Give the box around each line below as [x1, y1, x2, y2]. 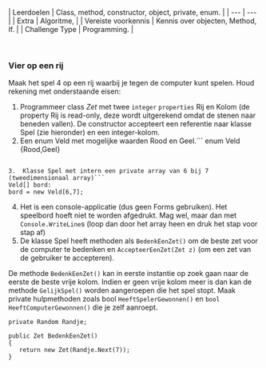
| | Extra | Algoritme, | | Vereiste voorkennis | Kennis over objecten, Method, [8, 16, 257, 26]
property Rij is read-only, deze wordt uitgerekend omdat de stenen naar [19, 110, 256, 120]
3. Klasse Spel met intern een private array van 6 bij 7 [8, 167, 209, 175]
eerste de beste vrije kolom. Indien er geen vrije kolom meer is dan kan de [8, 277, 252, 287]
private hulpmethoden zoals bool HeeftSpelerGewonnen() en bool [8, 294, 220, 304]
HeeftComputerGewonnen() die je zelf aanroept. [8, 302, 158, 312]
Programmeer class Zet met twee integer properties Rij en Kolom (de [19, 102, 250, 112]
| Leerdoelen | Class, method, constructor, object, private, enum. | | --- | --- [8, 8, 257, 17]
